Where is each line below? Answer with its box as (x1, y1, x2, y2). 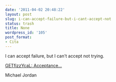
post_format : (5, 35, 32, 40)
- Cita (5, 40, 19, 44)
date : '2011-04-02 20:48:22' (5, 7, 65, 12)
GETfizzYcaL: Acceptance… (5, 62, 62, 68)
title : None (5, 26, 30, 31)
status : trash (5, 21, 35, 26)
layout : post (5, 12, 32, 17)
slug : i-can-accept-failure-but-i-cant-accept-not (5, 16, 112, 21)
